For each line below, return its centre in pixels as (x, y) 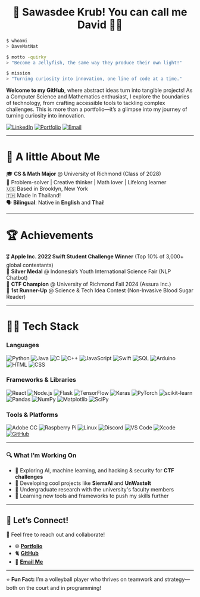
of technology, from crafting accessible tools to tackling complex (86, 103)
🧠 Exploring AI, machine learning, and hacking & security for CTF (94, 471)
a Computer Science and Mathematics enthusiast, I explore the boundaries (98, 97)
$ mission (18, 73)
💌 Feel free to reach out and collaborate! (56, 535)
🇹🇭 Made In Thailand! (34, 196)
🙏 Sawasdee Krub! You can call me (100, 12)
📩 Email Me (29, 562)
